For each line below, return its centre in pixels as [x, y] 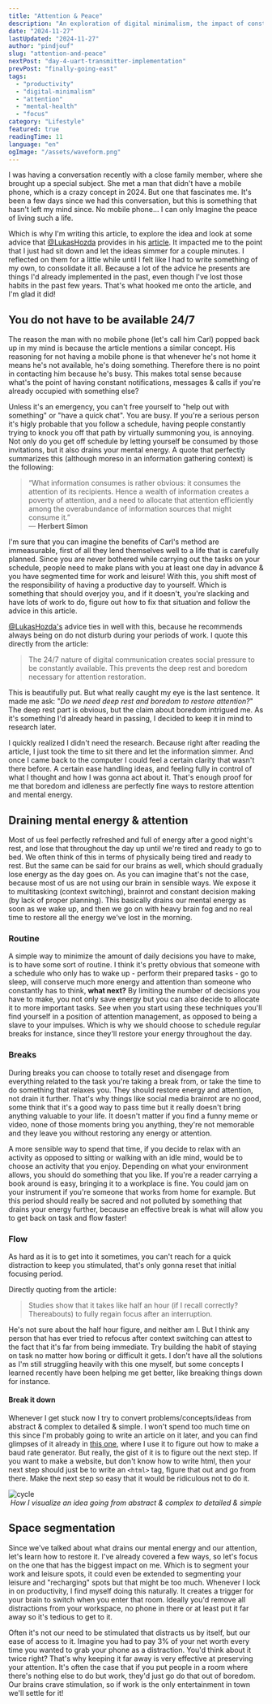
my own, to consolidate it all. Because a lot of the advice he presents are [130, 268]
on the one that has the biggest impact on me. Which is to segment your [129, 1565]
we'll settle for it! [36, 1693]
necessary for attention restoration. [87, 677]
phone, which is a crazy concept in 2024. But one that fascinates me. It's [130, 192]
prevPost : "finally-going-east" [63, 69]
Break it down [32, 1400]
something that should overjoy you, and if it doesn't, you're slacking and [129, 594]
